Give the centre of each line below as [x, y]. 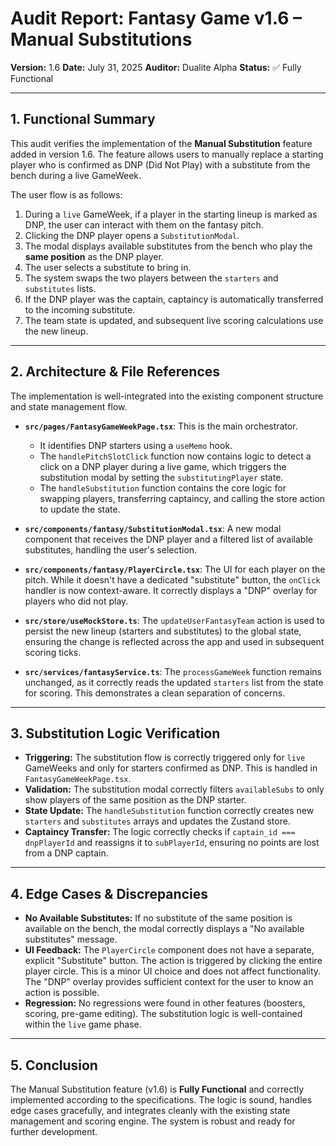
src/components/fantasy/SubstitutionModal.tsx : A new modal [153, 528]
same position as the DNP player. [94, 256]
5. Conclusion [54, 1065]
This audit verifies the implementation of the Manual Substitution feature [161, 143]
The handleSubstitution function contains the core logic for [163, 488]
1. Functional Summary [83, 119]
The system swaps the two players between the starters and [151, 278]
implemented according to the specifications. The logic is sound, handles [161, 1100]
